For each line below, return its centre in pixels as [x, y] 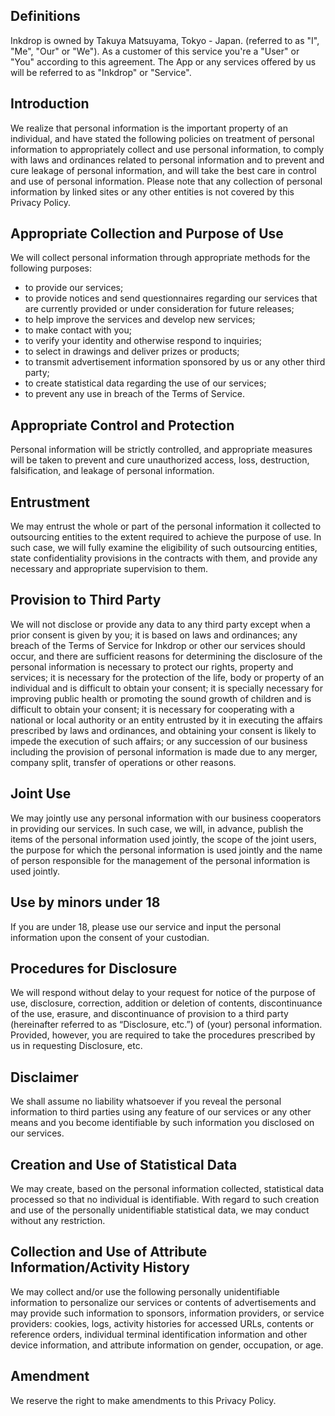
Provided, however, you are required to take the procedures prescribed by [163, 1035]
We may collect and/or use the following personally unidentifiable [145, 1291]
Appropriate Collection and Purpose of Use [147, 234]
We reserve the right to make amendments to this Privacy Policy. [143, 1400]
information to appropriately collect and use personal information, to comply [167, 149]
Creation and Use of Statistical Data [124, 1164]
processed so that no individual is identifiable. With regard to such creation [165, 1199]
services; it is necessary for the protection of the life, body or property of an [167, 677]
